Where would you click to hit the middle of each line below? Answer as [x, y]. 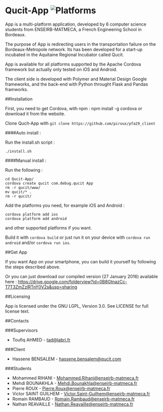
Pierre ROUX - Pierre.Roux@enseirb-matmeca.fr [61, 388]
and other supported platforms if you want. [49, 228]
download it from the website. [35, 114]
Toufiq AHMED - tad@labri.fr [41, 340]
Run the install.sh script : [30, 142]
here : [11, 282]
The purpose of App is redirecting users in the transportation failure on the [81, 44]
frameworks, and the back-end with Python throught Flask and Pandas [77, 84]
